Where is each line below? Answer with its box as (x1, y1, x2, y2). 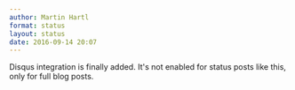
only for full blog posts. (9, 71, 94, 82)
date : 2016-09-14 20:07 (9, 37, 98, 47)
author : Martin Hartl (9, 12, 90, 22)
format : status (9, 21, 66, 30)
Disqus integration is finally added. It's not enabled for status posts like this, (9, 62, 287, 72)
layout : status (9, 29, 66, 38)
